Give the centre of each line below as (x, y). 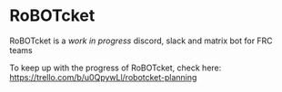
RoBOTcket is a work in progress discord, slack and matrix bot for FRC (141, 41)
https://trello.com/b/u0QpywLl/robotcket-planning (103, 77)
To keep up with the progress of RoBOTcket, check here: (116, 68)
